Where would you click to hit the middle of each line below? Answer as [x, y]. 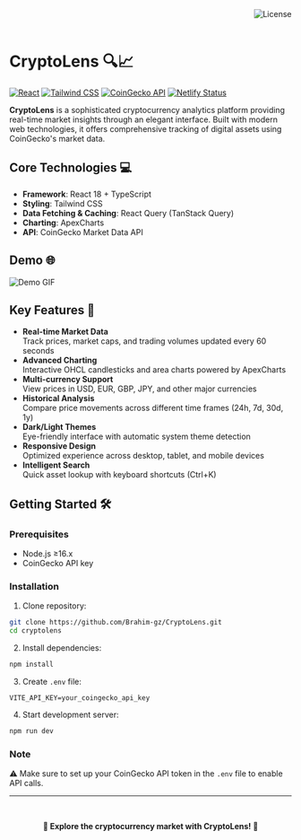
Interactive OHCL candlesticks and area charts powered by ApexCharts [154, 370]
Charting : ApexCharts [63, 223]
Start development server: [70, 714]
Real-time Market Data [65, 332]
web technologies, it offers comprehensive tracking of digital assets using [146, 128]
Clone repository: [54, 606]
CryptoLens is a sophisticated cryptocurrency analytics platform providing [147, 109]
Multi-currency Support [68, 380]
